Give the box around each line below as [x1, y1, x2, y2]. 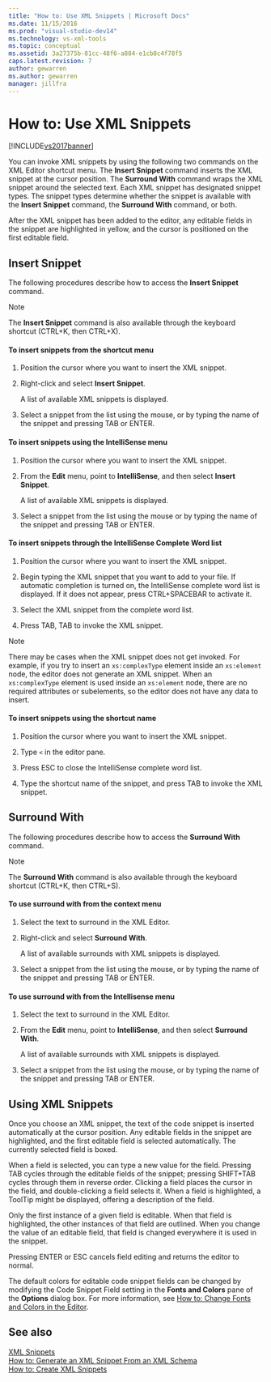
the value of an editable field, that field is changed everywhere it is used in [8, 1228, 257, 1238]
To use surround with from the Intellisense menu [8, 992, 176, 1001]
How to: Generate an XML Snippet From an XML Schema [8, 1355, 198, 1365]
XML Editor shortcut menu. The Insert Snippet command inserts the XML [8, 165, 253, 175]
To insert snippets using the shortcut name [8, 714, 157, 723]
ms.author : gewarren [8, 72, 78, 80]
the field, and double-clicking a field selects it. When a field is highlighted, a [8, 1186, 261, 1196]
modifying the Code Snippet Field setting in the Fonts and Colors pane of [8, 1285, 253, 1295]
